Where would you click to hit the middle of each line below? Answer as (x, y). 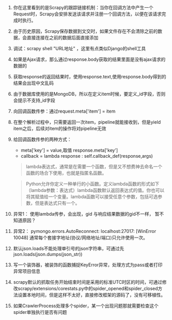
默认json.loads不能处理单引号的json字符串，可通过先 (69, 248)
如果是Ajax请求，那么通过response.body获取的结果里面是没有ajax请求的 (89, 59)
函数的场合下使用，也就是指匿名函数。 (66, 173)
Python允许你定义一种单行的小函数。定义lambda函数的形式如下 (93, 184)
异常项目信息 (27, 271)
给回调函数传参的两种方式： (42, 139)
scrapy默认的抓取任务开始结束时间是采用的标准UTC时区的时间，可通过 (88, 282)
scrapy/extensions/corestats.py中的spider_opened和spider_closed (88, 289)
